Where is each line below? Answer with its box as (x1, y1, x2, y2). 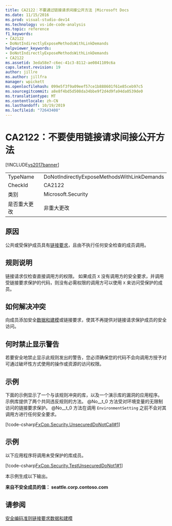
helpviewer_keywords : (5, 46, 52, 51)
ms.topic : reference (5, 27, 50, 32)
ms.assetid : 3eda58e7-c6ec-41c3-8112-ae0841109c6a (5, 60, 116, 65)
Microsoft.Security (43, 191, 89, 198)
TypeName (8, 173, 34, 180)
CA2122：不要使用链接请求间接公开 (5, 131, 156, 143)
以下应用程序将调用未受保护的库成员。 (5, 452, 86, 458)
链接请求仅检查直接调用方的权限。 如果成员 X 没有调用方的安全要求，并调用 (5, 273, 164, 279)
